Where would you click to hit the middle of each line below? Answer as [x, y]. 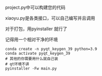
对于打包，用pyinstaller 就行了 [36, 29]
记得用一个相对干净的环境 [31, 40]
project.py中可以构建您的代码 [35, 7]
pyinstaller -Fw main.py [31, 68]
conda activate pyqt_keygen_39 [38, 53]
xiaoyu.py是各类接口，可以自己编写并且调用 [50, 18]
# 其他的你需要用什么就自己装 [32, 59]
